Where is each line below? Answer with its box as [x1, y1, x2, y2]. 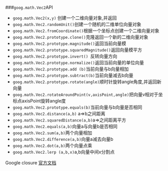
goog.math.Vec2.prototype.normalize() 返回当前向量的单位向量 [12, 60, 144, 65]
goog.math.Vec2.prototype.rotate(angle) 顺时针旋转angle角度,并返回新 [12, 79, 162, 85]
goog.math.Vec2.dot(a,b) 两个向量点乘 [12, 142, 93, 149]
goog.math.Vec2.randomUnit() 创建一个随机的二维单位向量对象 [12, 21, 142, 27]
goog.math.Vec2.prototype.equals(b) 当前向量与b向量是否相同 [12, 104, 143, 110]
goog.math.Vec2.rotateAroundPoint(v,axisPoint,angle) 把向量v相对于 [12, 91, 159, 97]
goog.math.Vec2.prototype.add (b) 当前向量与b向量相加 [12, 66, 129, 72]
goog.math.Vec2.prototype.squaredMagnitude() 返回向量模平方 [12, 47, 143, 53]
